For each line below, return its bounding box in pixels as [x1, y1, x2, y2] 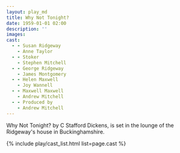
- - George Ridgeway [12, 65, 64, 72]
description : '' [6, 25, 47, 32]
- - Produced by [12, 99, 53, 105]
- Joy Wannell [17, 83, 53, 89]
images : [6, 32, 26, 38]
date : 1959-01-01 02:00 [6, 20, 67, 26]
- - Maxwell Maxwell [12, 88, 64, 94]
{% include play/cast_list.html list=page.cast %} [6, 140, 126, 147]
